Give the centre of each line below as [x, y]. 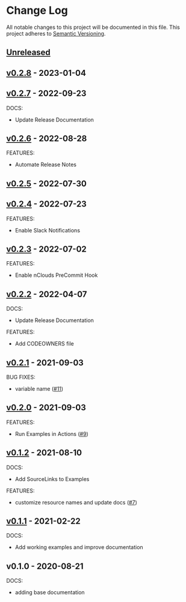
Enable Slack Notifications [47, 230]
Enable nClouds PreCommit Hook [56, 275]
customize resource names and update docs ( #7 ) [76, 502]
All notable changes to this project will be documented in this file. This [93, 27]
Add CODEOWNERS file [44, 344]
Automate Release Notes [46, 165]
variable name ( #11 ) [39, 388]
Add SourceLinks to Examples [52, 479]
